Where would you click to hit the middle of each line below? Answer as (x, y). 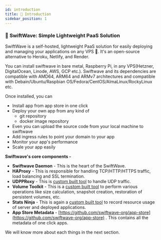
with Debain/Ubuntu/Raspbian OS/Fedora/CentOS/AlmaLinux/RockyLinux (79, 81)
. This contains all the (127, 218)
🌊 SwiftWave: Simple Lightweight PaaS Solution (63, 36)
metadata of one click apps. (40, 222)
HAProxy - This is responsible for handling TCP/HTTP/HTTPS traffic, (81, 171)
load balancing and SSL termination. (49, 176)
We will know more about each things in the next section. (62, 232)
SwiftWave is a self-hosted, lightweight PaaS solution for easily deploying (79, 46)
